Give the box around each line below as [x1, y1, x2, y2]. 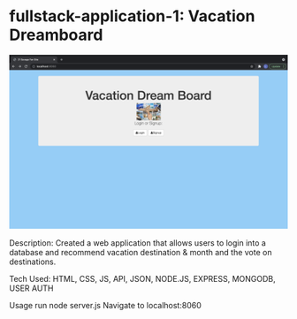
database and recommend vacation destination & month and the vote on [9, 247, 272, 257]
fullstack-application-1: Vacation [9, 6, 255, 27]
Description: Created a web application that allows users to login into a [9, 237, 267, 248]
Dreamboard [9, 25, 103, 45]
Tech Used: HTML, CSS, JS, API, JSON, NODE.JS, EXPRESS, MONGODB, [9, 273, 276, 284]
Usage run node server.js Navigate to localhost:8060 [9, 300, 202, 310]
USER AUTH [9, 283, 55, 293]
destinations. [9, 256, 57, 267]
